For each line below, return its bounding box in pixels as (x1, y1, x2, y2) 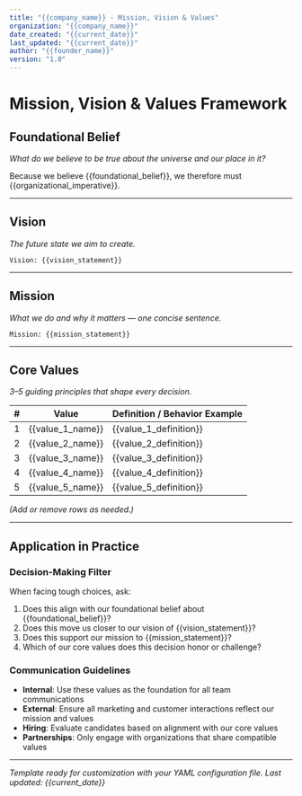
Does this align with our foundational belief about (22, 604, 205, 615)
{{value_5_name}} (28, 482, 104, 494)
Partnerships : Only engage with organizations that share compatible (22, 732, 277, 743)
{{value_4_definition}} (111, 466, 204, 479)
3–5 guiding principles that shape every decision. (9, 386, 192, 397)
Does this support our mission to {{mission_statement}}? (22, 632, 232, 643)
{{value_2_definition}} (111, 438, 204, 450)
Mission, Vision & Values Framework (9, 93, 288, 114)
